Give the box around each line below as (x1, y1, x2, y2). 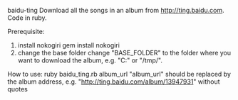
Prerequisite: (7, 28, 45, 35)
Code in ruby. (7, 13, 48, 22)
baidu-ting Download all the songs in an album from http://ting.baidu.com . (7, 6, 224, 14)
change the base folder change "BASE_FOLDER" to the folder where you (17, 49, 232, 57)
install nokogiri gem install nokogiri (17, 41, 120, 49)
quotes (7, 85, 29, 93)
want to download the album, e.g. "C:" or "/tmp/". (17, 56, 162, 65)
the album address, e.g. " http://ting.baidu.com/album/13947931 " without (7, 77, 220, 86)
